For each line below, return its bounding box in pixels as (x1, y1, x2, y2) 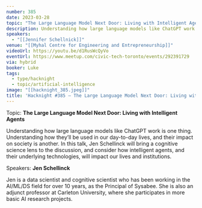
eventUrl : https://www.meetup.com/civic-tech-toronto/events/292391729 (6, 54, 189, 60)
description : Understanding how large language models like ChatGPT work (6, 25, 195, 32)
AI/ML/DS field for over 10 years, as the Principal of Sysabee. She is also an (6, 182, 194, 189)
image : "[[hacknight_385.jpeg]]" (6, 87, 90, 93)
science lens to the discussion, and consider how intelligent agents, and (6, 146, 185, 153)
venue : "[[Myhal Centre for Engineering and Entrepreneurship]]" (6, 43, 173, 49)
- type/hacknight (11, 76, 55, 82)
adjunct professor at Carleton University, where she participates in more (6, 189, 185, 196)
